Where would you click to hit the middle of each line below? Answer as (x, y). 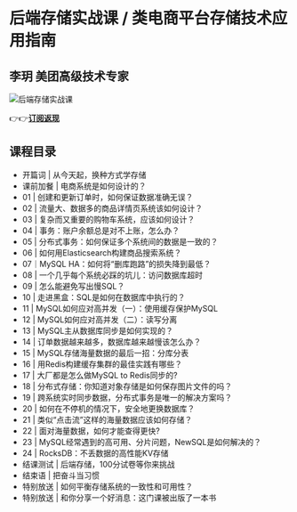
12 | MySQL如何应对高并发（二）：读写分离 (100, 319)
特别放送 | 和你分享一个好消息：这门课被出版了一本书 (119, 497)
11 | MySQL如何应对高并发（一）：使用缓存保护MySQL (120, 308)
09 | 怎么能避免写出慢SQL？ (73, 286)
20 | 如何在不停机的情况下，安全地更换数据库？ (108, 408)
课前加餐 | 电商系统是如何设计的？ (84, 186)
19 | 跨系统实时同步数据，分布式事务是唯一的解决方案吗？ (127, 397)
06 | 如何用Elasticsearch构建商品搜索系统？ (102, 252)
